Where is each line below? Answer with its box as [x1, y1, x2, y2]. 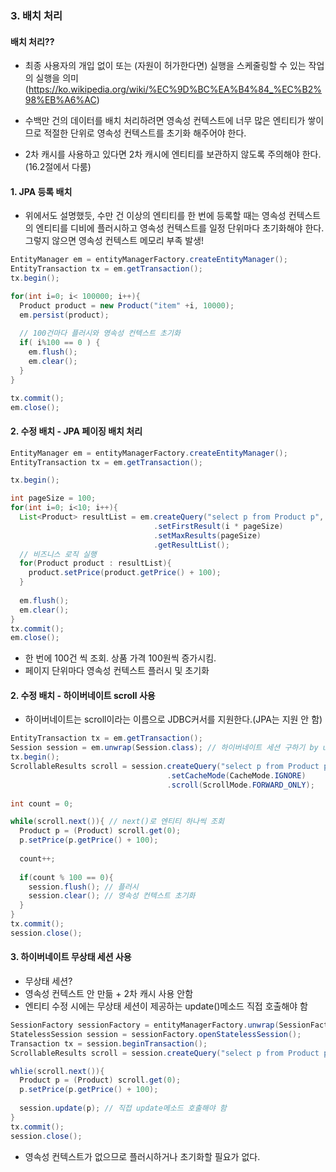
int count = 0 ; [10, 798, 74, 809]
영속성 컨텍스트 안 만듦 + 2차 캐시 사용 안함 [24, 988, 194, 1000]
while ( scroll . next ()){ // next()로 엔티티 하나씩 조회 [10, 817, 225, 827]
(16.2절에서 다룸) [24, 161, 92, 173]
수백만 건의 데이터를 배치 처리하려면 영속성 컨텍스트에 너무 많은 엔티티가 [24, 115, 306, 127]
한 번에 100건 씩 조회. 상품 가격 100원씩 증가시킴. [24, 652, 217, 664]
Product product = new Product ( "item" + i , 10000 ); [19, 300, 235, 311]
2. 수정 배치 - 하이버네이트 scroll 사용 [10, 689, 156, 701]
